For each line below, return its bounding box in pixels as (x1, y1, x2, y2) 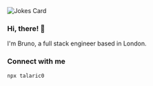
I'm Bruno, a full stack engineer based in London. (7, 39, 147, 47)
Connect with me (7, 56, 65, 66)
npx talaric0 (7, 72, 45, 79)
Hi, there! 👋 (7, 23, 45, 33)
